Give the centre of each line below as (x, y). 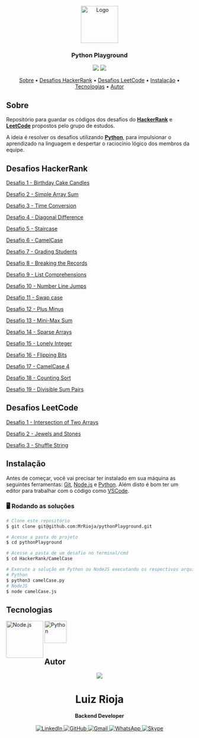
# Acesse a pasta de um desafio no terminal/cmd (67, 553)
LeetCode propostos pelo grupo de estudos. (61, 126)
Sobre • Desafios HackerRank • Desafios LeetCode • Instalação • (99, 81)
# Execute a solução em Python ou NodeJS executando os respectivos (92, 569)
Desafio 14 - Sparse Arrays (39, 332)
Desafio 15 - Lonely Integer (39, 343)
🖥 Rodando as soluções (41, 506)
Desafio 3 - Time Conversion (41, 206)
